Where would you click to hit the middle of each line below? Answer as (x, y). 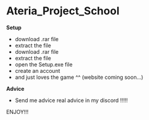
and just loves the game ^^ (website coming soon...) (79, 77)
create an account (37, 70)
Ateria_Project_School (63, 11)
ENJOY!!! (17, 112)
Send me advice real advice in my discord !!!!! (71, 100)
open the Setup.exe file (44, 64)
